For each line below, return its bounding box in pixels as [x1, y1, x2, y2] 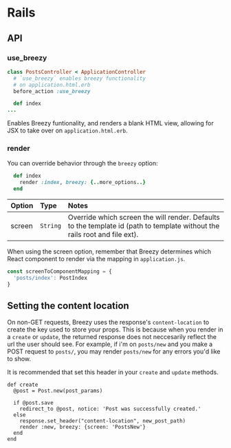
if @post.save [13, 400, 54, 407]
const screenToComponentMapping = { [7, 268, 112, 275]
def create [7, 381, 38, 389]
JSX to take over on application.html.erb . [7, 126, 129, 135]
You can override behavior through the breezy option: [7, 159, 158, 167]
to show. [7, 355, 32, 363]
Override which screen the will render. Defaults [67, 212, 220, 222]
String [40, 222, 62, 230]
